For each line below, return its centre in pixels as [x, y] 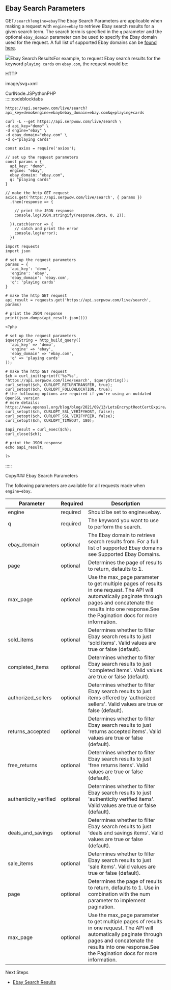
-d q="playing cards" [28, 139]
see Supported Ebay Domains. [124, 554]
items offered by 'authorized [122, 697]
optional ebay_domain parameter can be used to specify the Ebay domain [81, 37]
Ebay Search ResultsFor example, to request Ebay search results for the [85, 58]
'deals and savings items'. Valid [126, 832]
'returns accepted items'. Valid [125, 731]
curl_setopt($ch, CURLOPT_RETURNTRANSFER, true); [59, 385]
